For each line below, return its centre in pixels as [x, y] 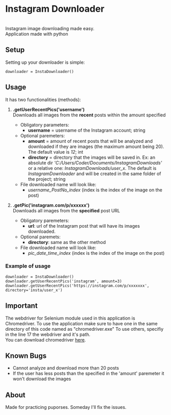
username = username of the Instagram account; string [87, 130]
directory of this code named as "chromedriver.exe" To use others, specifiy [84, 329]
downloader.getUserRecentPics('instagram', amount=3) [64, 281]
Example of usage [28, 266]
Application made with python [37, 34]
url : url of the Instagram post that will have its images [84, 226]
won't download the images [42, 379]
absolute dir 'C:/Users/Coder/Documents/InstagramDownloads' [95, 163]
